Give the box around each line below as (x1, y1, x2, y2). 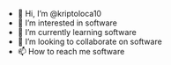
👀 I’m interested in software (17, 18, 117, 28)
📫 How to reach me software (17, 47, 125, 56)
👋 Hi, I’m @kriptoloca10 (17, 9, 102, 18)
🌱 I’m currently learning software (17, 27, 137, 37)
